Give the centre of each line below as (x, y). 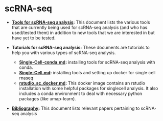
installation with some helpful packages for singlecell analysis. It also (88, 88)
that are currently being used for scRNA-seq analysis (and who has (80, 27)
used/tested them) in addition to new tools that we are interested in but (83, 32)
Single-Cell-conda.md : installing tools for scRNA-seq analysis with (87, 62)
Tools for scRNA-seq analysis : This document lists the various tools (81, 22)
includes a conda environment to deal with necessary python (81, 93)
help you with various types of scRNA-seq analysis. (64, 53)
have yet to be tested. (34, 38)
